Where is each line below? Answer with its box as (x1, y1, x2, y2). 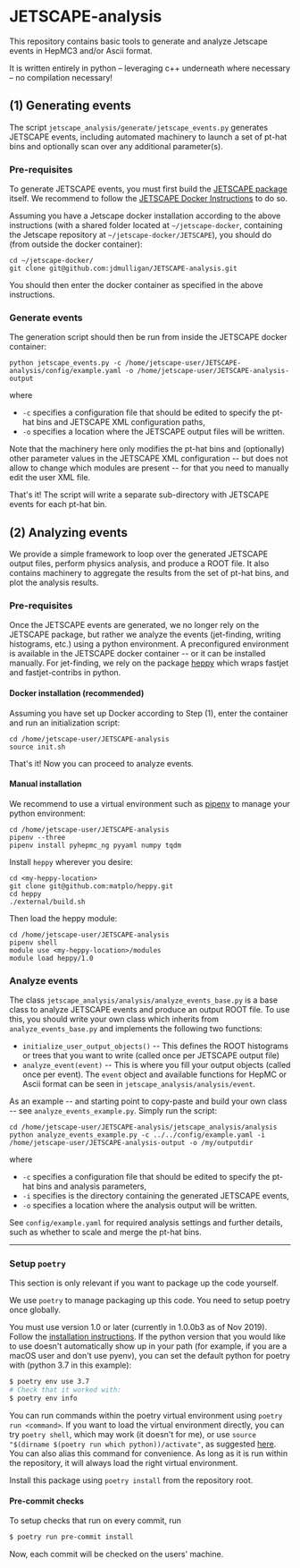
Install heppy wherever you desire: (9, 856, 134, 867)
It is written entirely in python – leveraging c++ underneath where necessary (9, 63, 291, 73)
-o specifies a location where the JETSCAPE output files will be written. (21, 427, 286, 437)
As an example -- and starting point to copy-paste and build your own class (9, 1096, 287, 1106)
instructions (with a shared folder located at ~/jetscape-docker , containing (9, 220, 283, 231)
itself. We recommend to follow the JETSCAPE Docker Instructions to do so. (9, 193, 288, 204)
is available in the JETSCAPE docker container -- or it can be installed (9, 648, 266, 659)
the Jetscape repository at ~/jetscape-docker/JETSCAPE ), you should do (9, 230, 272, 241)
